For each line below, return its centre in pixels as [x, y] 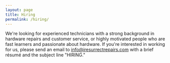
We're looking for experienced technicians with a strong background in [80, 34]
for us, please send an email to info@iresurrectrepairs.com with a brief [80, 50]
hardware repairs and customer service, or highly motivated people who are [85, 39]
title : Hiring [20, 15]
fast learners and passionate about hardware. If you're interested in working [85, 44]
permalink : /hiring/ [27, 19]
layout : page [19, 10]
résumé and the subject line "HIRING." [45, 55]
